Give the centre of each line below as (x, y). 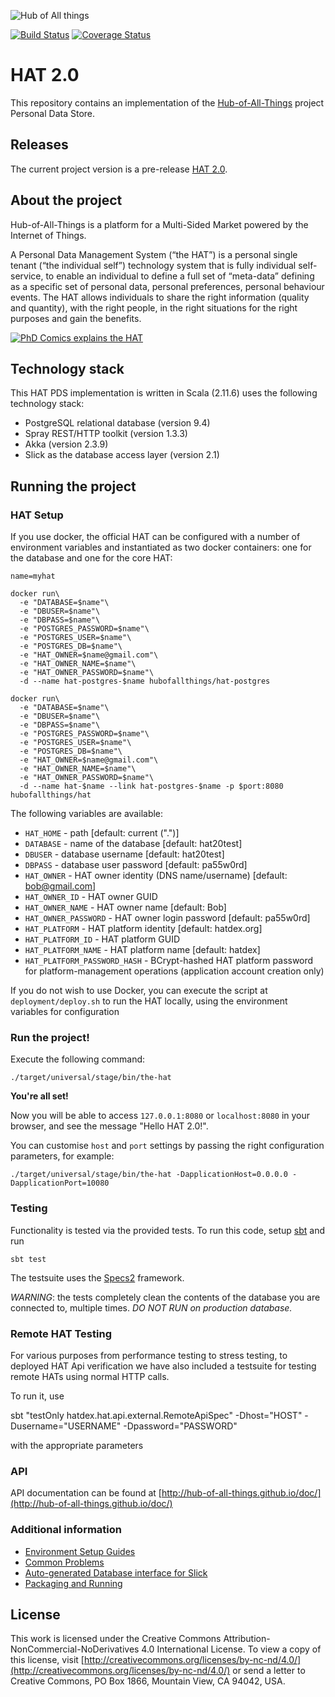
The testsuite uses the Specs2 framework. (97, 1277)
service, (27, 276)
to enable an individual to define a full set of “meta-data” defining (180, 276)
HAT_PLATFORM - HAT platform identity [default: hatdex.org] (143, 929)
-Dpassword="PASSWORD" (180, 1426)
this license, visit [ (47, 1660)
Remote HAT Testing (61, 1333)
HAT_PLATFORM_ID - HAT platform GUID (102, 939)
